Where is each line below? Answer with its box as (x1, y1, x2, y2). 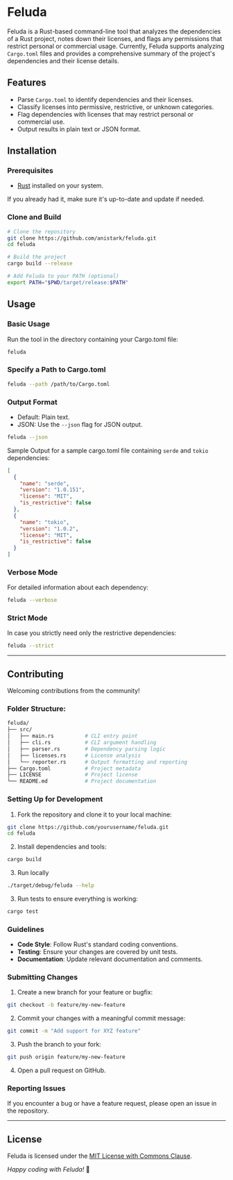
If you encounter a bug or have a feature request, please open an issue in (7, 1099, 217, 1108)
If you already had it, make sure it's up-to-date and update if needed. (7, 195, 205, 204)
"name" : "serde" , (19, 480, 70, 487)
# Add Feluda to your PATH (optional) (7, 272, 119, 280)
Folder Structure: (7, 704, 67, 714)
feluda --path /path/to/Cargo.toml (7, 380, 110, 388)
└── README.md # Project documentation (7, 778, 157, 785)
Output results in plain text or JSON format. (17, 124, 141, 133)
